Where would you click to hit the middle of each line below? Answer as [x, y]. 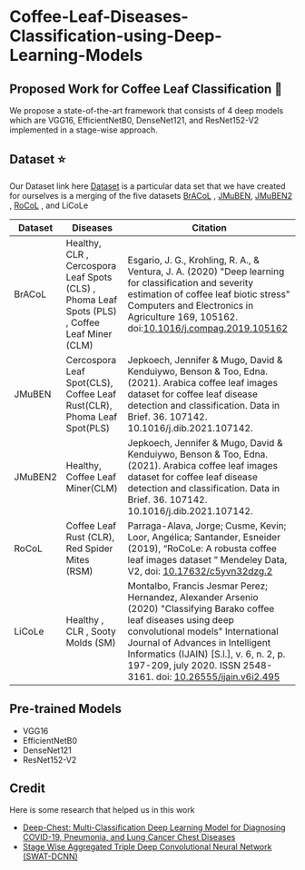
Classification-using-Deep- [116, 36]
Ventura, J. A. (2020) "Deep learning [206, 272]
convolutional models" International [203, 631]
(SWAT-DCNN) [50, 856]
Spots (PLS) [92, 311]
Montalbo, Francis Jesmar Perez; [197, 586]
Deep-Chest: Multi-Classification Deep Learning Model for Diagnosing [154, 827]
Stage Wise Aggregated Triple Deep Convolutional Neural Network [147, 847]
